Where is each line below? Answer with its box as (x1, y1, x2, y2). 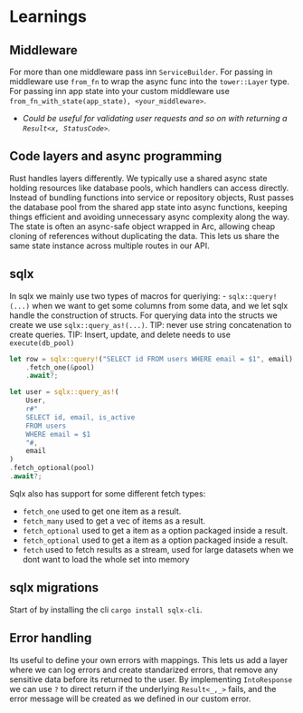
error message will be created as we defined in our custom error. (9, 693, 251, 704)
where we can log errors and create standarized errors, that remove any (9, 664, 279, 675)
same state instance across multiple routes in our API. (9, 240, 210, 251)
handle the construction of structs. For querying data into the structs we (9, 310, 278, 321)
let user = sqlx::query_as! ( (9, 388, 119, 397)
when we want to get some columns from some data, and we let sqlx (31, 300, 289, 311)
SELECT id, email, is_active (25, 412, 136, 422)
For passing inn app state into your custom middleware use (9, 86, 231, 96)
